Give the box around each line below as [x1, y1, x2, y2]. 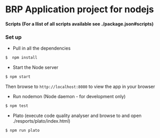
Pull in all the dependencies [12, 45, 71, 52]
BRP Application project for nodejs [5, 4, 154, 15]
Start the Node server [12, 64, 59, 70]
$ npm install [5, 55, 38, 60]
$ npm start [5, 74, 31, 79]
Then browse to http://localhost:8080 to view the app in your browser [5, 83, 155, 89]
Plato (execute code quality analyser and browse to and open [12, 112, 142, 119]
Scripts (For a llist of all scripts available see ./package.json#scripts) [5, 20, 154, 27]
